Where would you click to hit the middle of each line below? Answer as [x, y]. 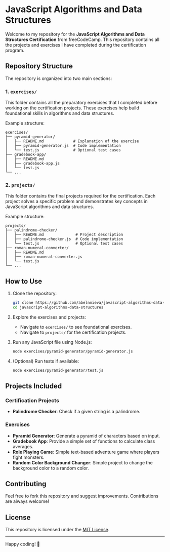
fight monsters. [28, 457]
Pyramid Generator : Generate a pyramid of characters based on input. [86, 436]
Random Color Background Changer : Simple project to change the [82, 462]
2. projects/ [20, 185]
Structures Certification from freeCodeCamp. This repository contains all [82, 40]
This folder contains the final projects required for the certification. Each [80, 196]
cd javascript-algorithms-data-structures [58, 307]
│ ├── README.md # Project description [64, 235]
